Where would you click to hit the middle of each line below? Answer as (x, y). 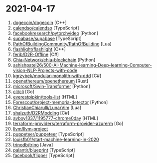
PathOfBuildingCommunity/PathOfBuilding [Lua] (62, 43)
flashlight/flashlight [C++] (39, 49)
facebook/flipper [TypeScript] (43, 155)
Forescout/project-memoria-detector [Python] (60, 102)
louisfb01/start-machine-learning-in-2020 (56, 139)
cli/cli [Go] (23, 91)
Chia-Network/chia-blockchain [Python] (54, 59)
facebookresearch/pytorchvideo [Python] (56, 33)
